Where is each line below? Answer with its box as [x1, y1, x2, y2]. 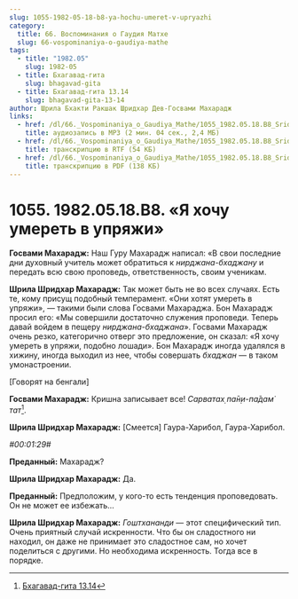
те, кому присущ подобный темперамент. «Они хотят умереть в [9, 294, 253, 304]
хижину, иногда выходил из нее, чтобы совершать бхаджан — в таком [9, 350, 278, 360]
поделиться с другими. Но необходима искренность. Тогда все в [9, 545, 258, 556]
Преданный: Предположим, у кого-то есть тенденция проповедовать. [9, 490, 278, 501]
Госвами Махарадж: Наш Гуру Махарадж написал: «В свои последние [9, 248, 281, 258]
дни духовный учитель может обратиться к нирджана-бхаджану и [9, 257, 264, 268]
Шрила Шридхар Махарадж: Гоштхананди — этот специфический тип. [9, 516, 282, 528]
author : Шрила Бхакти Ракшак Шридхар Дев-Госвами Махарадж [9, 104, 232, 113]
